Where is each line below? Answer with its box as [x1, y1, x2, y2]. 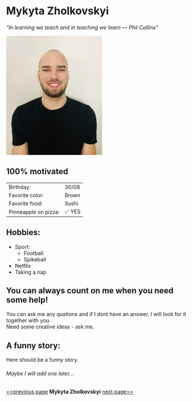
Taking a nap [14, 269, 47, 276]
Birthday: [8, 183, 31, 191]
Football [23, 250, 44, 257]
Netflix [14, 262, 31, 269]
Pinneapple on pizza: [8, 208, 60, 215]
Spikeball [23, 255, 46, 263]
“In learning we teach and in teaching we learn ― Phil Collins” [6, 24, 158, 31]
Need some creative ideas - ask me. [6, 323, 95, 330]
